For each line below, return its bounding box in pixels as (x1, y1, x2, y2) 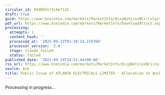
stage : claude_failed (9, 48, 54, 53)
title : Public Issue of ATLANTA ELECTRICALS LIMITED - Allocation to (5, 71, 151, 76)
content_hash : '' (9, 35, 45, 40)
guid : (5, 16, 16, 21)
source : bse (5, 67, 29, 71)
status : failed (9, 52, 41, 58)
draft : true (5, 12, 29, 17)
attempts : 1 (9, 30, 34, 35)
